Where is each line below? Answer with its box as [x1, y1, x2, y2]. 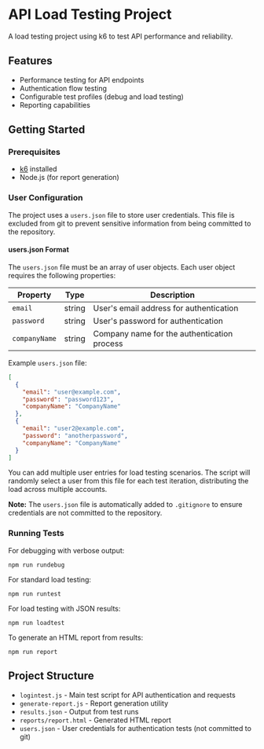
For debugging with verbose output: [8, 545, 125, 555]
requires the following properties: [8, 270, 116, 280]
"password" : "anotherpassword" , [22, 431, 128, 439]
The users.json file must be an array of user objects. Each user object [8, 262, 236, 272]
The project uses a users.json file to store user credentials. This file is [8, 210, 235, 219]
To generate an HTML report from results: [8, 633, 144, 642]
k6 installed [19, 164, 57, 174]
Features [8, 54, 53, 68]
